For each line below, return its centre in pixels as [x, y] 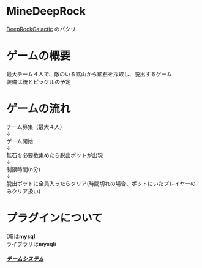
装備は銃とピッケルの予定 [39, 81]
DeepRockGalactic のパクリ [41, 29]
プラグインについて [54, 218]
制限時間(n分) [24, 169]
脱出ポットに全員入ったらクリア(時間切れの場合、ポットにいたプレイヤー [99, 183]
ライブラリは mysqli [31, 244]
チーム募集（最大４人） [36, 127]
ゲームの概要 [39, 56]
